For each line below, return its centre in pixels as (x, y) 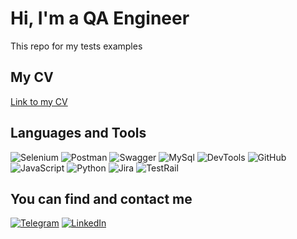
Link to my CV (39, 101)
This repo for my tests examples (76, 46)
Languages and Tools (78, 133)
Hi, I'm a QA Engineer (100, 18)
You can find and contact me (101, 198)
